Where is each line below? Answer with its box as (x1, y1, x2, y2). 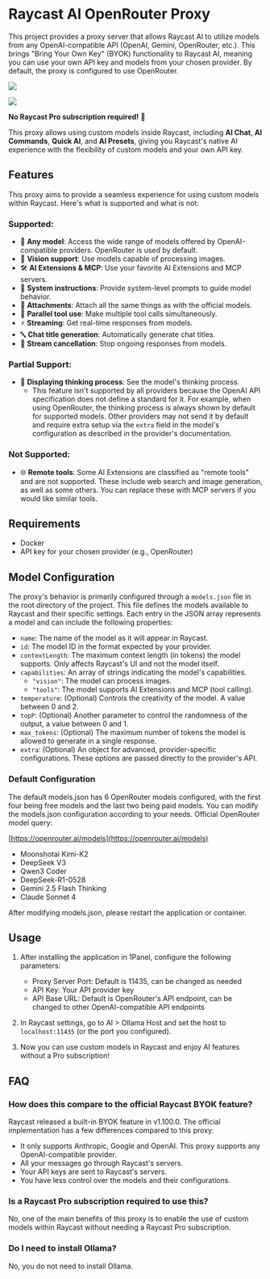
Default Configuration (8, 773, 96, 785)
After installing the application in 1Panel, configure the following (19, 953, 231, 962)
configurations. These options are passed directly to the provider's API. (19, 753, 258, 764)
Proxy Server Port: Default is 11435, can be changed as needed (31, 977, 242, 987)
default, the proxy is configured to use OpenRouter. (8, 65, 179, 75)
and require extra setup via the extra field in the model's (31, 420, 220, 430)
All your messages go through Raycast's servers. (19, 1159, 184, 1168)
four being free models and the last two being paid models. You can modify (8, 801, 259, 810)
